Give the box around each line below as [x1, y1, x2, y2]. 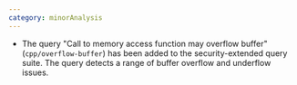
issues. [21, 67, 49, 78]
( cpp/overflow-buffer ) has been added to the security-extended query [21, 47, 288, 59]
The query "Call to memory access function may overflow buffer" [21, 38, 268, 49]
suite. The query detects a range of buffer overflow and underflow [21, 57, 271, 68]
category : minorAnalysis [8, 13, 103, 23]
